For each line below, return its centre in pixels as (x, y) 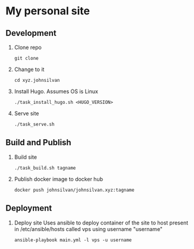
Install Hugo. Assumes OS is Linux (56, 91)
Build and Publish (39, 142)
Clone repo (28, 47)
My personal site (48, 11)
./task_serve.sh (34, 124)
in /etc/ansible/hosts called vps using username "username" (88, 229)
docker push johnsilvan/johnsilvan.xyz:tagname (74, 190)
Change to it (29, 69)
